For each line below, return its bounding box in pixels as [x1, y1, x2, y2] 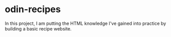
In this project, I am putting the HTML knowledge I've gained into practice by [5, 20, 166, 26]
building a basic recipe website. [5, 25, 72, 31]
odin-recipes [5, 4, 61, 15]
